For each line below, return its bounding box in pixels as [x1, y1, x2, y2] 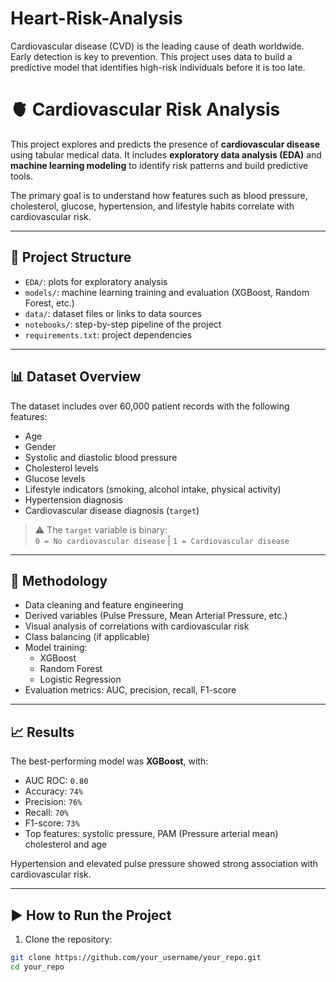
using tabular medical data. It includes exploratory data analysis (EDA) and [10, 148, 322, 161]
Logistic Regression [39, 673, 122, 686]
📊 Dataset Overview [10, 368, 142, 386]
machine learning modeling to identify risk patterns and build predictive [10, 159, 309, 171]
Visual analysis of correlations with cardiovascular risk [24, 620, 250, 632]
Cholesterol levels [24, 462, 99, 474]
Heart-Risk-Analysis [10, 7, 183, 30]
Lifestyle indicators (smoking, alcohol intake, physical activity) [24, 483, 282, 495]
